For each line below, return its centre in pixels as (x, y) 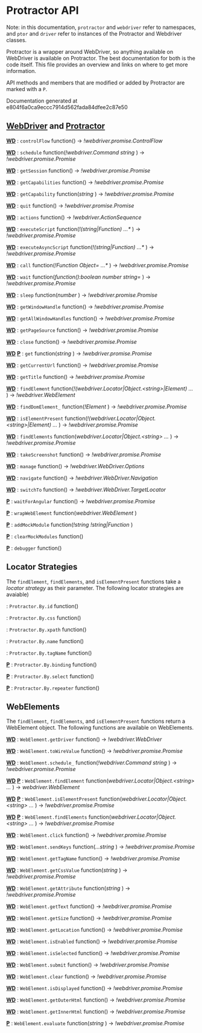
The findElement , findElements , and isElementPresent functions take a (93, 581)
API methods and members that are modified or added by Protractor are (96, 83)
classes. (17, 40)
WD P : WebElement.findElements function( (59, 817)
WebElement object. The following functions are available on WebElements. (100, 728)
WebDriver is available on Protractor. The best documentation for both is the (101, 58)
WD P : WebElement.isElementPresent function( (64, 799)
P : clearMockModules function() (45, 536)
